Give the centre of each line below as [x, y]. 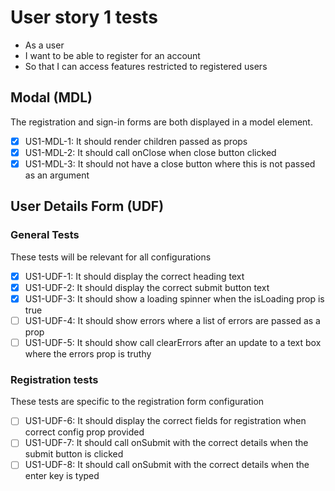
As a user [44, 45]
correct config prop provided [84, 432]
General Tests [45, 235]
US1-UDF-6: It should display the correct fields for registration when [165, 421]
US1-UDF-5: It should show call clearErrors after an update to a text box [173, 342]
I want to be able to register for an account [112, 55]
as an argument [57, 175]
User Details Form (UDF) [87, 206]
